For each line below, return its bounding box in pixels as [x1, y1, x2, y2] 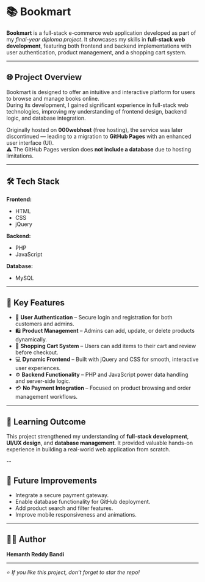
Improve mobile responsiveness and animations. [15, 511, 137, 518]
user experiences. [15, 365, 61, 372]
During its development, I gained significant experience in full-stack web [6, 101, 189, 109]
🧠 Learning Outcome [6, 416, 86, 427]
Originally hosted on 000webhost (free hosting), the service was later [6, 126, 183, 133]
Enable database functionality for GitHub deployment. [15, 498, 151, 505]
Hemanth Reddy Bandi [6, 550, 65, 558]
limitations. [6, 152, 34, 159]
